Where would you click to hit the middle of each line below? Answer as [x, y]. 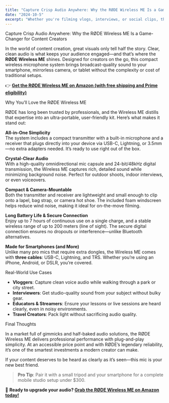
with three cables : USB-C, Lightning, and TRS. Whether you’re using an [79, 257]
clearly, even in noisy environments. [50, 309]
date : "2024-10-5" [24, 15]
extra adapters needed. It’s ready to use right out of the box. [78, 149]
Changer [14, 39]
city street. [24, 288]
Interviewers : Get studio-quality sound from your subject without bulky [87, 293]
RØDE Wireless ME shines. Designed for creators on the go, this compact [81, 59]
